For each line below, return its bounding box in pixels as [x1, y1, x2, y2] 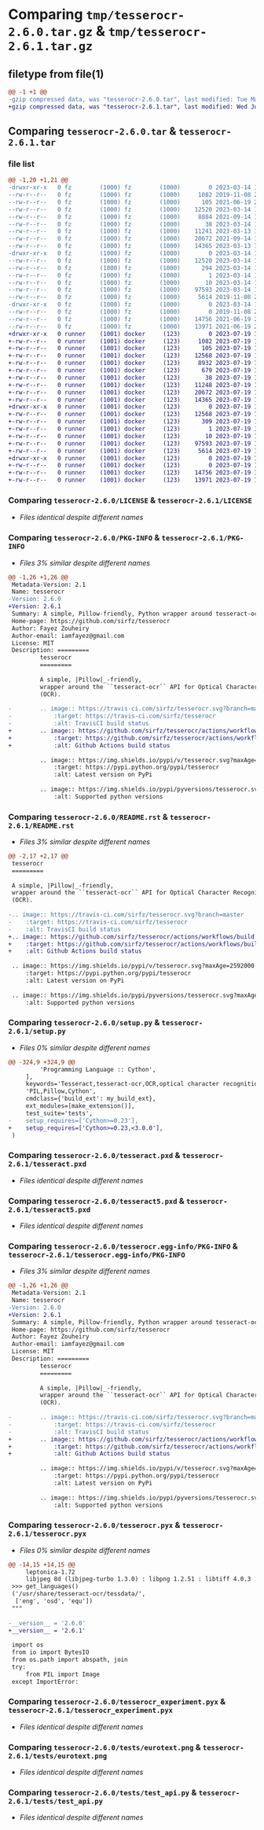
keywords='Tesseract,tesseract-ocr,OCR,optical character [25, 1080, 220, 1088]
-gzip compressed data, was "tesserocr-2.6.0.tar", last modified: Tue [8, 95, 247, 103]
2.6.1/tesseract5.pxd [8, 1205, 91, 1214]
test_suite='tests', [25, 1109, 93, 1117]
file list [8, 158, 35, 169]
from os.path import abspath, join [11, 1656, 128, 1664]
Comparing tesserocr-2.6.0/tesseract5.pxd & [8, 1195, 185, 1206]
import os [11, 1641, 44, 1649]
